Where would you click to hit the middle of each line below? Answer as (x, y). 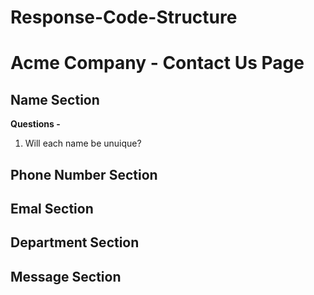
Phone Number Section (84, 174)
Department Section (75, 242)
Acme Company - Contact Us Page (157, 63)
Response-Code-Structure (124, 17)
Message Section (66, 276)
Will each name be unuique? (83, 143)
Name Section (55, 99)
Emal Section (52, 208)
